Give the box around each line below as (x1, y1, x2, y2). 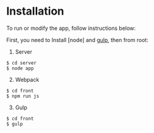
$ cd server (6, 60, 37, 66)
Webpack (15, 76, 40, 83)
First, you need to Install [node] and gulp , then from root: (6, 36, 149, 43)
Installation (6, 4, 65, 18)
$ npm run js (6, 93, 40, 99)
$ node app (6, 65, 34, 71)
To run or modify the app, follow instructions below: (6, 24, 136, 32)
